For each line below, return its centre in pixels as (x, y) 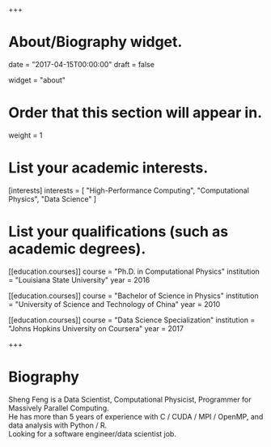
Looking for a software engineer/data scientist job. (92, 433)
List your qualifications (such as (119, 232)
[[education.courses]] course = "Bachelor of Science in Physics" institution (133, 296)
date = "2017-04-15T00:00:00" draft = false (82, 64)
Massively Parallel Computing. (59, 408)
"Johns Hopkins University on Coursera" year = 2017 (96, 328)
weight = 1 (25, 135)
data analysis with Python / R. (58, 425)
